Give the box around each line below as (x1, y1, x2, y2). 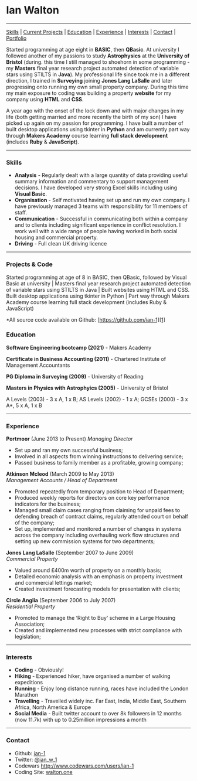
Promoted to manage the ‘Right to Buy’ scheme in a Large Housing (14, 615, 176, 622)
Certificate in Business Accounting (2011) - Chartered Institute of (6, 355, 166, 362)
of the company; (14, 519, 55, 526)
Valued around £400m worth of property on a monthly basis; (14, 567, 162, 574)
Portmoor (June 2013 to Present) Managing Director (6, 435, 133, 442)
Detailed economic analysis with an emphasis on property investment (14, 573, 183, 580)
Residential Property (6, 603, 56, 610)
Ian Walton (6, 4, 60, 17)
